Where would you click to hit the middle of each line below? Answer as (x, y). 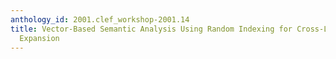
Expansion (39, 38)
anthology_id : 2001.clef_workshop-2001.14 (100, 19)
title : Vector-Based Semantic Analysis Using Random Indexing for (151, 29)
